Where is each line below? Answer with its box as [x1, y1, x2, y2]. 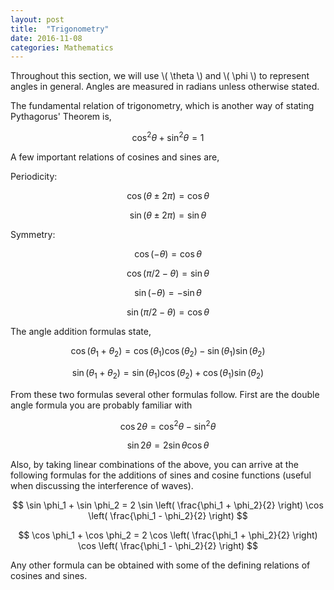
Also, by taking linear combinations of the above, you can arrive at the [10, 459, 299, 471]
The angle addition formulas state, [10, 325, 152, 337]
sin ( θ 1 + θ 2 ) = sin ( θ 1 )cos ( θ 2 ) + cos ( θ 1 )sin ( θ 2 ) [71, 366, 265, 381]
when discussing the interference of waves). [10, 480, 194, 492]
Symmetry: [10, 228, 56, 240]
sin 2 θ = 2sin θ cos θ [126, 439, 210, 451]
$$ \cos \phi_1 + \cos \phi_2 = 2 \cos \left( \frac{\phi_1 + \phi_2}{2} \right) [18, 529, 318, 541]
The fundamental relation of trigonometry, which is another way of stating [10, 100, 315, 112]
